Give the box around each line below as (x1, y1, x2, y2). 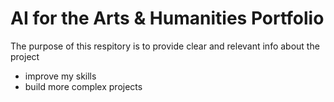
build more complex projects (24, 80, 143, 92)
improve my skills (24, 70, 97, 82)
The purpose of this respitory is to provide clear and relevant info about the (10, 40, 320, 52)
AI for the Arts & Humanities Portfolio (10, 7, 325, 30)
